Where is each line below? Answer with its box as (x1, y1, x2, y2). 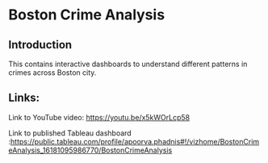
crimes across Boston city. (8, 68, 97, 77)
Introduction (8, 38, 73, 52)
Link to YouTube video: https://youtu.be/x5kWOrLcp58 (8, 112, 191, 122)
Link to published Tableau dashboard (8, 127, 132, 138)
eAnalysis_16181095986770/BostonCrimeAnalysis (8, 145, 173, 155)
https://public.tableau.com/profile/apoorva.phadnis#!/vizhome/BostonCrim (10, 136, 260, 146)
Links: (8, 91, 40, 105)
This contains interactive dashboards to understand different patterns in (8, 59, 248, 69)
